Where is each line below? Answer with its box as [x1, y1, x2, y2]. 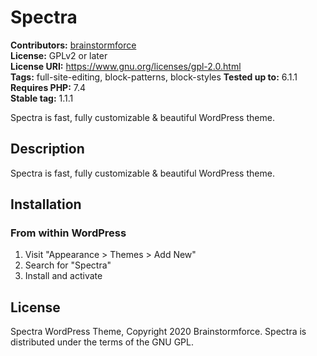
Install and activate [24, 270, 103, 282]
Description [10, 141, 85, 158]
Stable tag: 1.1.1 [10, 92, 74, 104]
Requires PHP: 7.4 [10, 81, 87, 93]
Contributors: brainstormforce [10, 39, 137, 51]
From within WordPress [10, 226, 127, 240]
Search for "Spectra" [24, 259, 112, 271]
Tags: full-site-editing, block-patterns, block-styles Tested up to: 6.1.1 [10, 71, 298, 83]
